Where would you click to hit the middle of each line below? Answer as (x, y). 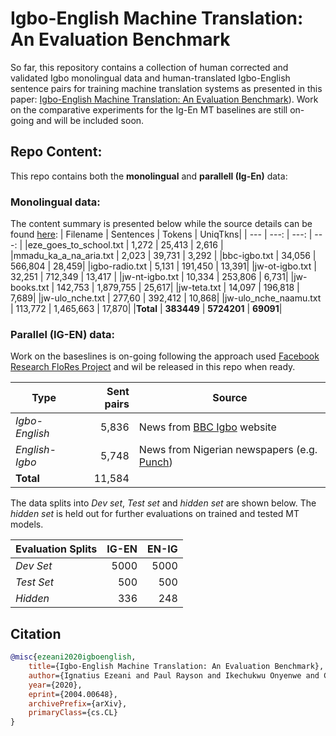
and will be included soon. (90, 120)
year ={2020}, (55, 685)
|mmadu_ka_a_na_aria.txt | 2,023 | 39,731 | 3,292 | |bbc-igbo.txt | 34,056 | (163, 256)
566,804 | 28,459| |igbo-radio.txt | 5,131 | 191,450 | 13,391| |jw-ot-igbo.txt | (163, 266)
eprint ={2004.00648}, (73, 694)
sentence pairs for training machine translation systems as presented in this (166, 88)
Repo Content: (56, 152)
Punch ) (155, 462)
